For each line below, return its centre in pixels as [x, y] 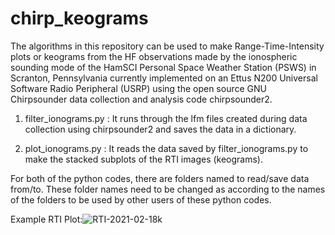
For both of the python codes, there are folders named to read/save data [160, 178]
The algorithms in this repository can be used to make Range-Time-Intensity [167, 46]
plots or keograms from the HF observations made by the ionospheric [154, 56]
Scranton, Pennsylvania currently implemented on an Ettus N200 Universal [164, 78]
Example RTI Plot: [46, 219]
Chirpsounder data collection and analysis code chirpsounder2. [141, 99]
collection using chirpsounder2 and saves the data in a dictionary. [160, 129]
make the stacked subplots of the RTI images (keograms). [144, 159]
